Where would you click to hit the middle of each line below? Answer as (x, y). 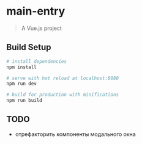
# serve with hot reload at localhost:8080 (63, 78)
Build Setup (29, 47)
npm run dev (21, 84)
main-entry (36, 11)
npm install (21, 67)
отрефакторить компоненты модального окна (75, 134)
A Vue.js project (42, 28)
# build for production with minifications (63, 95)
